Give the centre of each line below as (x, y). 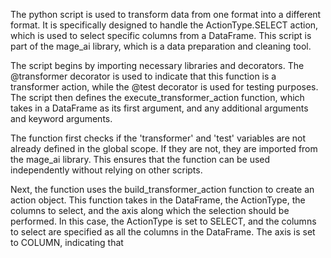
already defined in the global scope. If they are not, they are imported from (164, 148)
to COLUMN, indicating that (67, 242)
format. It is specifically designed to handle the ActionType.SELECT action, (164, 25)
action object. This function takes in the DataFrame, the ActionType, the (158, 200)
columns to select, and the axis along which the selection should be (150, 210)
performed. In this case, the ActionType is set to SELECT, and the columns (163, 221)
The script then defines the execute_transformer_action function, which (157, 97)
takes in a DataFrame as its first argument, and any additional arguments (159, 108)
